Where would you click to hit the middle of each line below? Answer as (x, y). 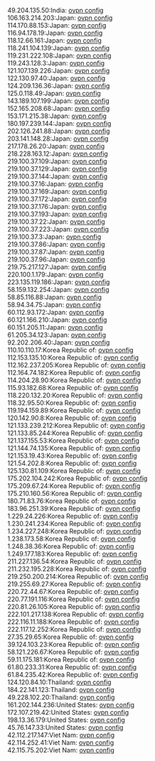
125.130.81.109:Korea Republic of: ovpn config (74, 471)
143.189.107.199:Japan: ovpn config (58, 101)
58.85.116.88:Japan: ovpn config (54, 297)
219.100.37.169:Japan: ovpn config (58, 191)
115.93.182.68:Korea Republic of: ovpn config (73, 388)
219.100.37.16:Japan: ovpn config (55, 184)
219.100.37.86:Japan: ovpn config (56, 244)
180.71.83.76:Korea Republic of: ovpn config (72, 501)
